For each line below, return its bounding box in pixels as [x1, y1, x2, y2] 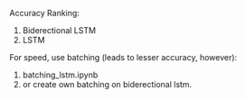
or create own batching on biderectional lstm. [22, 79, 193, 89]
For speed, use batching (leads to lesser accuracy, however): [9, 52, 238, 62]
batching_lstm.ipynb [22, 69, 99, 80]
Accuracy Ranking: [9, 8, 80, 18]
